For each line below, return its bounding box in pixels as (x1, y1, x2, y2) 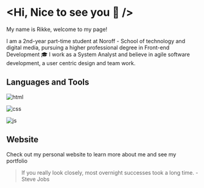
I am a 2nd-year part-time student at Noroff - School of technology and (6, 37, 186, 44)
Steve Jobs (21, 175, 50, 183)
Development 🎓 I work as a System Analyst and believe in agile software (6, 50, 191, 58)
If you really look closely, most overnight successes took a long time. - (21, 169, 199, 176)
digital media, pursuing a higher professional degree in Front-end (6, 44, 170, 51)
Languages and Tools (6, 77, 90, 88)
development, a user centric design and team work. (6, 59, 136, 66)
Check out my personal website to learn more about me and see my (6, 150, 177, 158)
